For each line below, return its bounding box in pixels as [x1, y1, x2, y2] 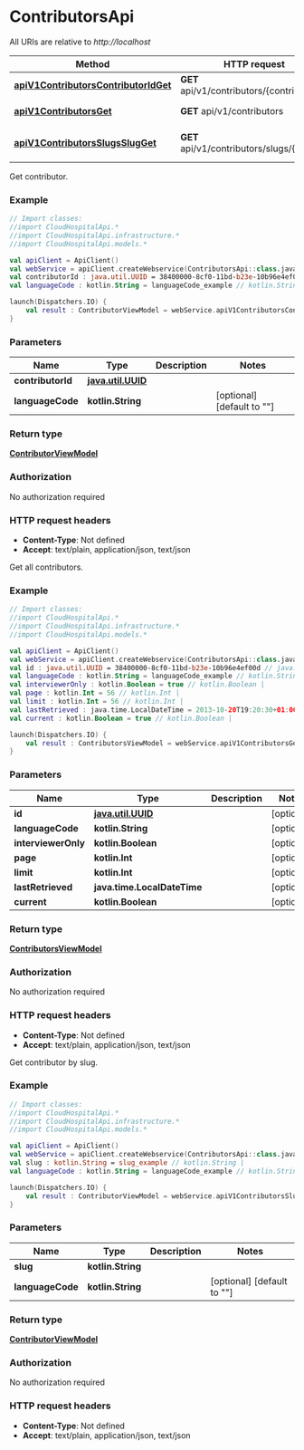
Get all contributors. [9, 562, 84, 572]
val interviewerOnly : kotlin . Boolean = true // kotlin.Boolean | [9, 680, 265, 689]
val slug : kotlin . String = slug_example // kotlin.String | [9, 1158, 245, 1167]
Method [75, 57, 110, 70]
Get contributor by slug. [9, 1057, 98, 1068]
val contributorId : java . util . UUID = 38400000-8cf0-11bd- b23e [9, 273, 253, 282]
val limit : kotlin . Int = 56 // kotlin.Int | [9, 697, 184, 706]
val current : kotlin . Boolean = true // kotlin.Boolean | [9, 714, 233, 723]
